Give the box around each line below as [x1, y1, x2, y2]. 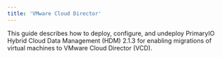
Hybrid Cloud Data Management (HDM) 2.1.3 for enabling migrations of [7, 36, 212, 45]
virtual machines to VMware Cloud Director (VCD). [7, 43, 153, 52]
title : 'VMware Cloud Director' [7, 10, 102, 17]
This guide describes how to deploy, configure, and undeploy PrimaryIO [7, 29, 215, 37]
